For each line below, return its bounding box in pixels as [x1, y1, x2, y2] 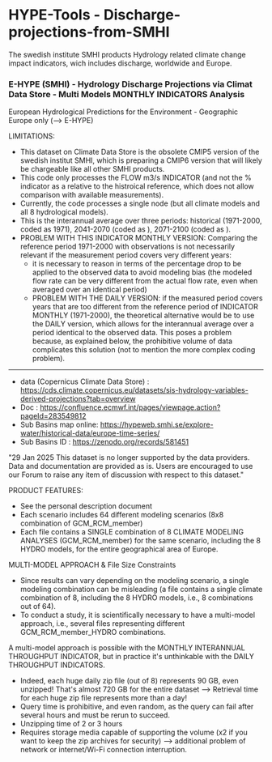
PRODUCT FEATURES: [8, 486, 83, 496]
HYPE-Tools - [8, 6, 101, 24]
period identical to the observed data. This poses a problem [32, 328, 232, 338]
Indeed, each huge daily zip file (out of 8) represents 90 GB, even [19, 676, 239, 686]
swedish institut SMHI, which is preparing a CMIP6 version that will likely [19, 155, 263, 165]
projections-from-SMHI [8, 23, 170, 41]
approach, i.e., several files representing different [19, 619, 185, 628]
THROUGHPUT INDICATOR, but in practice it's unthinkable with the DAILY [8, 652, 255, 662]
